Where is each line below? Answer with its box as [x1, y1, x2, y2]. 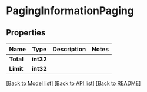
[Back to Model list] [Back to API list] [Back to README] [6, 80, 141, 87]
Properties [6, 28, 46, 38]
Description [52, 45, 86, 53]
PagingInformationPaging [6, 4, 134, 18]
